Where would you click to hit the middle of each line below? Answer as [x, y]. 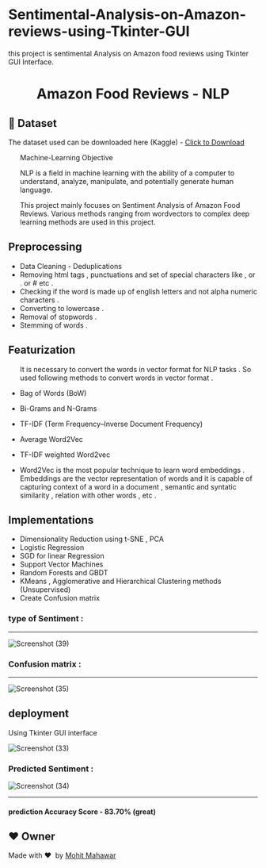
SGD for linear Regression [62, 556]
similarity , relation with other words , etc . [88, 495]
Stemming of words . [54, 325]
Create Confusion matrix [60, 598]
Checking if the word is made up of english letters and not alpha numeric [139, 291]
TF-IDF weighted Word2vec [65, 455]
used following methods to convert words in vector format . [116, 378]
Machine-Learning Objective [66, 157]
